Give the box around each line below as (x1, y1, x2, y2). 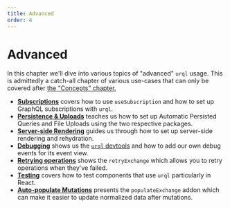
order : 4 (7, 17, 33, 24)
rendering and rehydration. (17, 135, 94, 143)
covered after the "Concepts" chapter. (7, 84, 116, 92)
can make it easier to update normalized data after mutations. (17, 193, 193, 202)
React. (17, 178, 36, 187)
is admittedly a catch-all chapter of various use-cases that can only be (7, 77, 209, 85)
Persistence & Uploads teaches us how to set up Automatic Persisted (17, 112, 217, 121)
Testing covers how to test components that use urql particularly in (17, 171, 211, 180)
